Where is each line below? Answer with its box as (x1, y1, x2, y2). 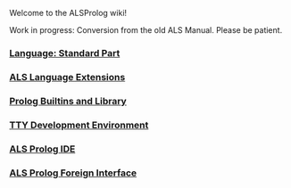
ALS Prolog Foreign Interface (9, 167, 137, 179)
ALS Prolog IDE (9, 143, 76, 155)
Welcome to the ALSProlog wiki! (9, 8, 128, 18)
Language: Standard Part (9, 46, 121, 59)
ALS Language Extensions (9, 70, 126, 83)
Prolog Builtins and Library (9, 94, 127, 107)
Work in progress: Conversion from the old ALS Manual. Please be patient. (9, 25, 283, 35)
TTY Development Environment (9, 119, 149, 131)
